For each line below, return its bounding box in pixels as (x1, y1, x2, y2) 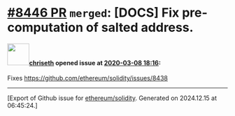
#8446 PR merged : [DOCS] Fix (7, 5, 180, 21)
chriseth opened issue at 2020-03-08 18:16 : (29, 58, 161, 67)
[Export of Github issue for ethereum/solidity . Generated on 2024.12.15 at (7, 94, 218, 102)
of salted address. (86, 19, 194, 35)
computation (7, 19, 84, 35)
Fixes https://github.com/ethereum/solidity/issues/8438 (7, 74, 168, 83)
